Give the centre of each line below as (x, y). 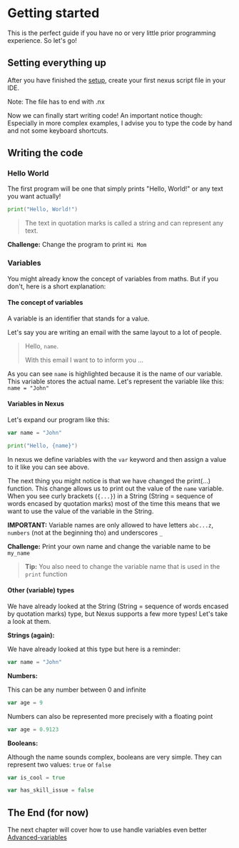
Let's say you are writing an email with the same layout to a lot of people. (115, 332)
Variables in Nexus (36, 404)
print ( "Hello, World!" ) (43, 210)
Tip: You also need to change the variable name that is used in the (122, 566)
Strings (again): (31, 635)
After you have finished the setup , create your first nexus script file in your (117, 80)
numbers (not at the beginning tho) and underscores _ (85, 532)
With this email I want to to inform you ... (84, 360)
